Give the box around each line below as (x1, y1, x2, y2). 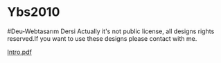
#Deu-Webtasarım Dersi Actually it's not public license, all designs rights (7, 27, 215, 35)
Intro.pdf (7, 48, 33, 56)
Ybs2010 (7, 4, 60, 20)
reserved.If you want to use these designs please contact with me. (7, 34, 197, 42)
